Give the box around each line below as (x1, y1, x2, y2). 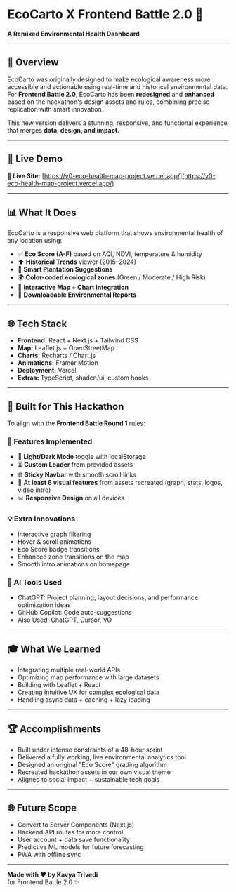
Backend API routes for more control (17, 828, 124, 837)
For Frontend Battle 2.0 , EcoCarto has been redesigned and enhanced (7, 90, 215, 98)
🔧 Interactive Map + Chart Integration (17, 284, 129, 292)
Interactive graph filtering (17, 530, 91, 538)
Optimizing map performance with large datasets (17, 673, 159, 681)
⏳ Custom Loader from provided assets (17, 460, 133, 469)
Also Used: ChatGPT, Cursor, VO (17, 615, 112, 624)
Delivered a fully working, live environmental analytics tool (17, 752, 186, 761)
